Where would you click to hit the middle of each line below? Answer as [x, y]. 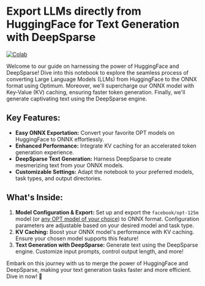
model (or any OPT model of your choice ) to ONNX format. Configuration [107, 219]
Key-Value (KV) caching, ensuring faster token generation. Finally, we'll [96, 92]
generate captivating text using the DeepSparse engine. [77, 99]
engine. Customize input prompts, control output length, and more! [99, 251]
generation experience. [45, 152]
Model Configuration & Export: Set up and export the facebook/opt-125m [107, 212]
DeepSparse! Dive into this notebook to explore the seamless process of [98, 72]
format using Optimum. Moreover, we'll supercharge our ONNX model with [100, 85]
